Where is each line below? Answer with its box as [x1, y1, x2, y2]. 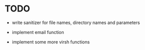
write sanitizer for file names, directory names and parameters [11, 19, 140, 25]
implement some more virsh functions [11, 38, 90, 45]
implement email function [11, 29, 64, 35]
